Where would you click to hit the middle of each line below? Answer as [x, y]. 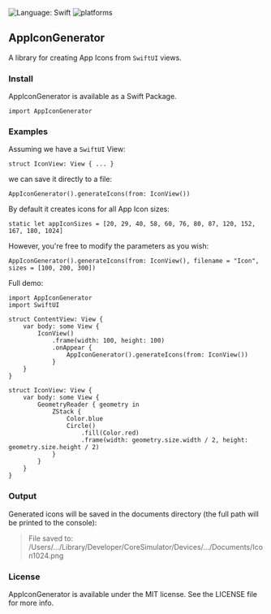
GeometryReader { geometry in [88, 405]
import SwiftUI [34, 305]
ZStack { [67, 412]
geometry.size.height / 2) [54, 448]
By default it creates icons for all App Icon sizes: [89, 209]
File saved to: [51, 538]
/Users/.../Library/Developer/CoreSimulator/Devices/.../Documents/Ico [146, 547]
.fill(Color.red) [110, 433]
